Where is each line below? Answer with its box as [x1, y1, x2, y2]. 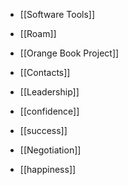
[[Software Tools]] [19, 9, 96, 20]
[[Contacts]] [19, 67, 71, 78]
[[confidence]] [19, 105, 80, 117]
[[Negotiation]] [19, 144, 82, 156]
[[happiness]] [19, 164, 77, 175]
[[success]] [19, 125, 68, 136]
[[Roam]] [19, 28, 57, 39]
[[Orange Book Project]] [19, 47, 120, 59]
